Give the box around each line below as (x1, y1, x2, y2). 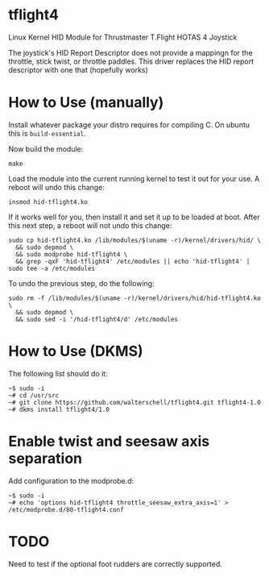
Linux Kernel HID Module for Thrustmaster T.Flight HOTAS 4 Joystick (8, 32, 238, 42)
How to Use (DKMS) (8, 342, 143, 360)
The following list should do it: (8, 368, 108, 378)
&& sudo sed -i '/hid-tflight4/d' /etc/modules (15, 315, 179, 323)
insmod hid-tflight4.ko (8, 197, 89, 206)
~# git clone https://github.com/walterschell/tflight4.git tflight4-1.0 (8, 398, 262, 406)
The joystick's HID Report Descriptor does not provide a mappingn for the (8, 48, 253, 57)
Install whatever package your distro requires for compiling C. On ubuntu (8, 119, 250, 130)
